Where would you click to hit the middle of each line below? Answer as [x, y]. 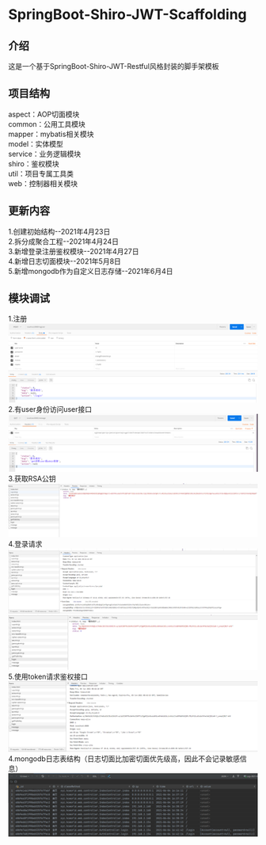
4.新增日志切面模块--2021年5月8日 [65, 261]
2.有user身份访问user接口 [50, 409]
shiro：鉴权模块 [34, 163]
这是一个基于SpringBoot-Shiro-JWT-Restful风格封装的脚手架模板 [114, 66]
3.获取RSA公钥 [32, 479]
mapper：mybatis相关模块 [51, 134]
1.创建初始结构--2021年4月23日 [59, 231]
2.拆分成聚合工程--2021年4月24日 [63, 241]
